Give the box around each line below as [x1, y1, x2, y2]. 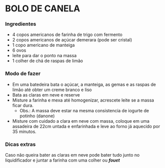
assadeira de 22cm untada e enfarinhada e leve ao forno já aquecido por [12, 123, 160, 129]
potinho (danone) [19, 113, 55, 119]
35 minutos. [12, 129, 37, 134]
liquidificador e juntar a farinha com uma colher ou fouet [5, 157, 120, 163]
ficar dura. [12, 102, 33, 108]
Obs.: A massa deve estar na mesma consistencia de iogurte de [19, 107, 149, 113]
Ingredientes [5, 21, 36, 28]
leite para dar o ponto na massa [12, 53, 77, 59]
